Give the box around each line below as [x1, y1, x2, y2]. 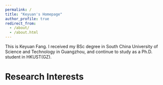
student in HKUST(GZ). [5, 54, 52, 59]
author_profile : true [5, 16, 50, 21]
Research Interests [5, 71, 84, 83]
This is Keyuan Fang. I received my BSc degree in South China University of [5, 44, 158, 49]
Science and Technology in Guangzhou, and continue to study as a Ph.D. [5, 49, 153, 55]
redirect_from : [5, 21, 36, 26]
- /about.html [9, 30, 38, 35]
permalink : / [5, 7, 32, 12]
